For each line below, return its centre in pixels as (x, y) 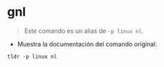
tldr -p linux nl (32, 56)
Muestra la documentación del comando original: (87, 44)
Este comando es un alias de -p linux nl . (84, 31)
